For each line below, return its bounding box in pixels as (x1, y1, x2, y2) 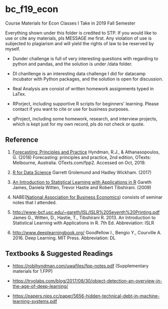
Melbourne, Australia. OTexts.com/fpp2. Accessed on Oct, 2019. (12, 160, 146, 166)
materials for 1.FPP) (12, 268, 53, 274)
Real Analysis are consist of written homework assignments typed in (12, 85, 154, 91)
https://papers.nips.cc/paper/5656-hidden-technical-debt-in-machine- (12, 292, 160, 299)
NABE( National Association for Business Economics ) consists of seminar (12, 194, 163, 200)
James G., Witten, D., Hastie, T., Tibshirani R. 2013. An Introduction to (12, 214, 156, 220)
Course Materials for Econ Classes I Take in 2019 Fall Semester (5, 20, 135, 26)
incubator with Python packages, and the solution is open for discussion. (12, 76, 163, 82)
